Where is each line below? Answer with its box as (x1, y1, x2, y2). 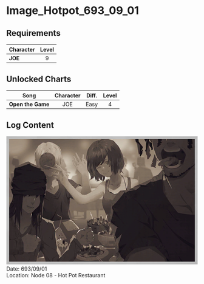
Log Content (6, 120, 55, 130)
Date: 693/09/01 (6, 265, 47, 272)
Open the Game (8, 100, 50, 108)
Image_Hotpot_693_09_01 (6, 4, 140, 18)
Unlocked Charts (6, 74, 72, 84)
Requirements (6, 28, 61, 38)
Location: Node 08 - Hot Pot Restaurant (6, 271, 106, 279)
